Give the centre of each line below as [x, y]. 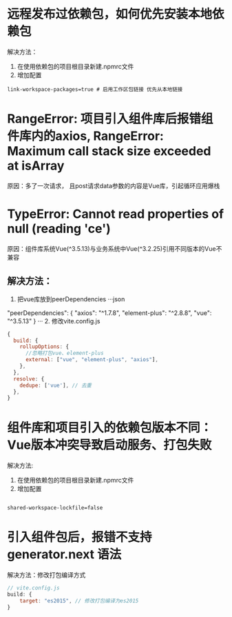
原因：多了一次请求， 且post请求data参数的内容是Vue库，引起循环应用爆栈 [114, 185]
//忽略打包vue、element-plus [65, 353]
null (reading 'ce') [59, 229]
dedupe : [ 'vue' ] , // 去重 [55, 385]
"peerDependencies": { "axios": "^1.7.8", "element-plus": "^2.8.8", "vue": [109, 313]
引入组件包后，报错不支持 [80, 537]
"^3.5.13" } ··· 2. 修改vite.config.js [54, 321]
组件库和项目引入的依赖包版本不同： [110, 428]
